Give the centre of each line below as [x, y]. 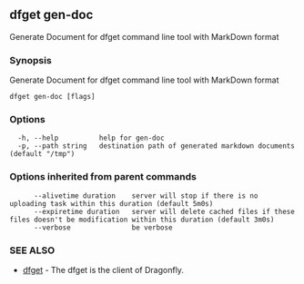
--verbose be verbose [103, 227]
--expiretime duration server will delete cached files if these [164, 211]
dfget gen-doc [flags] [52, 97]
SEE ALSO [32, 250]
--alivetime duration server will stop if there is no [146, 196]
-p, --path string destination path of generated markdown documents [157, 146]
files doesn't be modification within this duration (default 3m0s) [142, 220]
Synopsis [30, 60]
